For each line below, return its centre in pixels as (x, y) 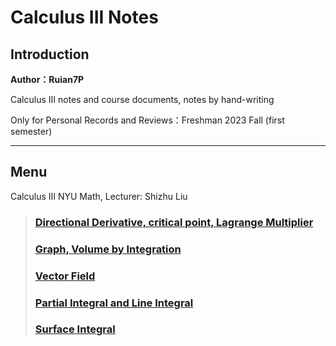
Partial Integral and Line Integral (114, 303)
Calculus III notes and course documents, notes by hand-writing (142, 99)
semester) (31, 131)
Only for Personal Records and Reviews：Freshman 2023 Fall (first (147, 120)
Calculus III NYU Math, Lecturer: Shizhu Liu (99, 196)
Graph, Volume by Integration (108, 249)
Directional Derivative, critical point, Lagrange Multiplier (174, 222)
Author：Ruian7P (47, 79)
